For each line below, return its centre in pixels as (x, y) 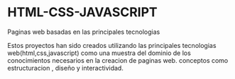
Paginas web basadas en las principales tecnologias (84, 32)
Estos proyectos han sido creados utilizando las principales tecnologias (112, 45)
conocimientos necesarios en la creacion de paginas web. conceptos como (118, 60)
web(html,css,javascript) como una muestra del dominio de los (99, 53)
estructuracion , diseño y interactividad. (66, 68)
